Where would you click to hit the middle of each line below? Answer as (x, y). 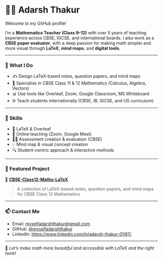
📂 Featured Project (27, 169)
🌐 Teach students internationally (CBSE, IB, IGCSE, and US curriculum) (83, 101)
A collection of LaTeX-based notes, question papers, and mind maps (85, 189)
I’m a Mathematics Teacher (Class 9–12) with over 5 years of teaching (76, 32)
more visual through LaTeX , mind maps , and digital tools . (63, 48)
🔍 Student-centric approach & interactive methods (63, 150)
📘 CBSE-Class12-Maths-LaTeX (37, 179)
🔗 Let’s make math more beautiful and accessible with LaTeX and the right (80, 248)
